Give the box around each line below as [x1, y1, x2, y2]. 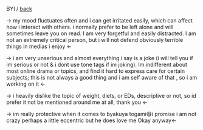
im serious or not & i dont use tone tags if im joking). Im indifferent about [6, 61, 187, 68]
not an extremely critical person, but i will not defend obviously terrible [6, 36, 184, 43]
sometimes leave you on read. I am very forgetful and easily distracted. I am [6, 30, 196, 37]
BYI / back [6, 5, 32, 12]
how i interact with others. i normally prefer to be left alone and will [6, 24, 174, 30]
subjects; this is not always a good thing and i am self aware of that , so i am [6, 74, 198, 81]
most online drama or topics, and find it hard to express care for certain [6, 67, 185, 75]
